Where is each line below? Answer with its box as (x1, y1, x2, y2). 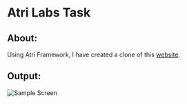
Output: (7, 70, 41, 82)
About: (7, 32, 38, 44)
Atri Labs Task (7, 5, 91, 21)
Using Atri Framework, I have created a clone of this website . (7, 50, 181, 59)
